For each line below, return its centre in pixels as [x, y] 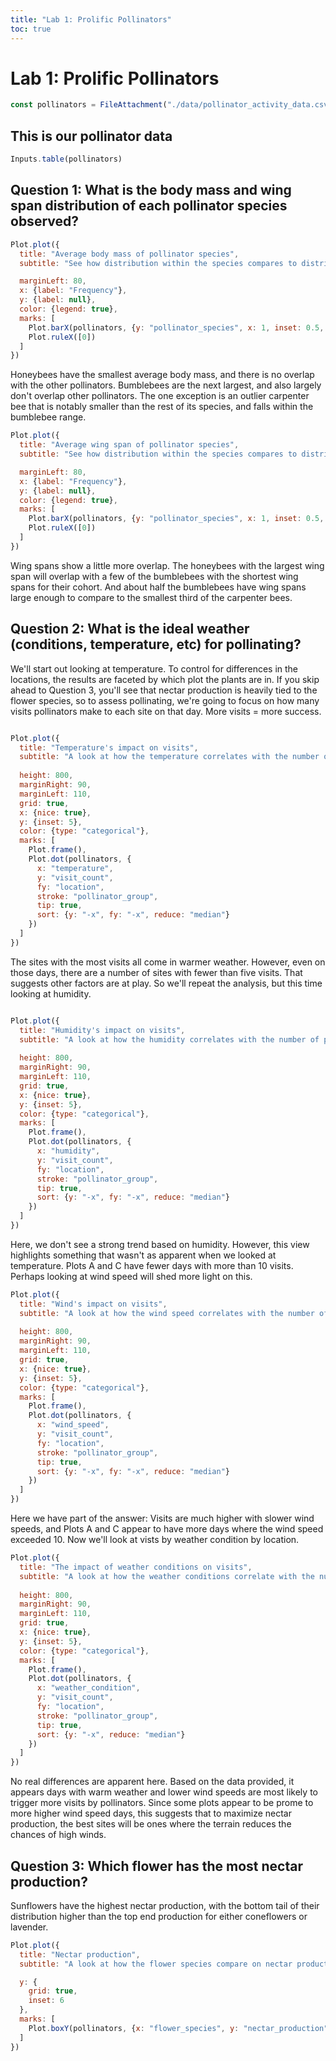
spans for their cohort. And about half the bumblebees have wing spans [158, 587]
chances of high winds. [58, 1835]
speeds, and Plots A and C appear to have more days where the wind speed [167, 1529]
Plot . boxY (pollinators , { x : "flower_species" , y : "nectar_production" [178, 2028]
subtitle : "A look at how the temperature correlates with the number [169, 757]
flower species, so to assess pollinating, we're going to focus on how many [165, 700]
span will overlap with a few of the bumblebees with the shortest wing [154, 576]
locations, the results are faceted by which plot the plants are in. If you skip [165, 679]
